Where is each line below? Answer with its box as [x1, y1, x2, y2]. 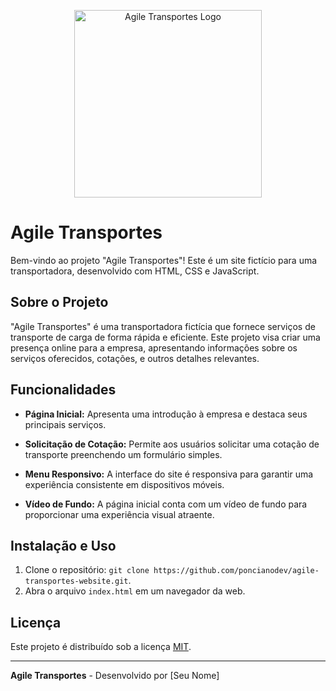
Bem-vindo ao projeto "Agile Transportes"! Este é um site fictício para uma [10, 254, 318, 266]
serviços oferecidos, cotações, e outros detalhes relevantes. [10, 352, 260, 364]
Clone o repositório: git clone [24, 564, 150, 576]
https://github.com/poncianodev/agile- [153, 566, 320, 576]
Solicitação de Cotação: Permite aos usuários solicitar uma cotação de [24, 438, 320, 450]
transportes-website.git [24, 576, 129, 587]
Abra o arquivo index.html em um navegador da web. [24, 585, 246, 597]
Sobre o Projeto [10, 294, 109, 311]
